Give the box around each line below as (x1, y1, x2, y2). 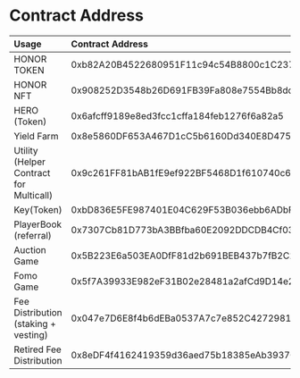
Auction (13, 243, 46, 256)
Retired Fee (13, 343, 62, 356)
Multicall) (13, 189, 54, 201)
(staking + (13, 317, 56, 330)
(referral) (13, 229, 52, 241)
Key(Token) (13, 203, 62, 215)
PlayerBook (13, 218, 62, 231)
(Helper (13, 155, 46, 168)
